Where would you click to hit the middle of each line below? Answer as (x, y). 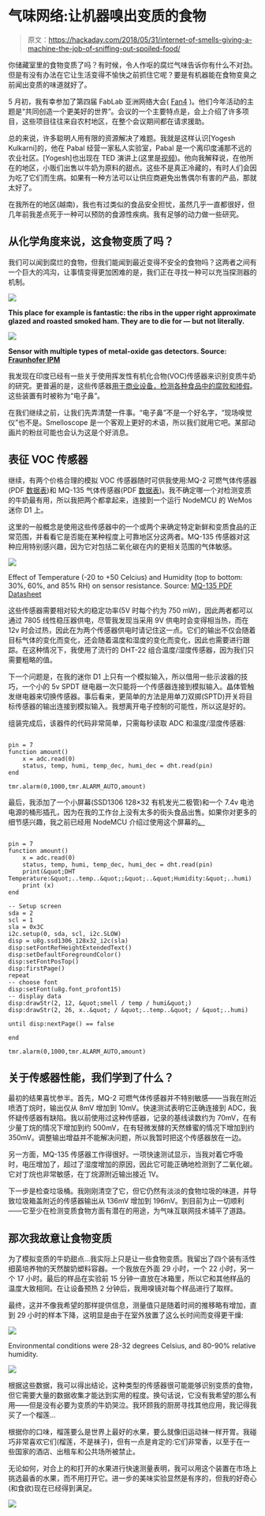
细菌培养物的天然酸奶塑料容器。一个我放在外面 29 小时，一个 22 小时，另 (128, 1269)
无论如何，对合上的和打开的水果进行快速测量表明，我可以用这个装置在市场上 (132, 1469)
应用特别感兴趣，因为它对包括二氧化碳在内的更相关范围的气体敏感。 (125, 546)
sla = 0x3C (26, 927)
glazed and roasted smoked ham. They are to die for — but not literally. (127, 320)
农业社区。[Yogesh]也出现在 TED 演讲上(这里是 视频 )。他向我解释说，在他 (127, 157)
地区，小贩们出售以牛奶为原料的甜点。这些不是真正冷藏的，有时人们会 (136, 168)
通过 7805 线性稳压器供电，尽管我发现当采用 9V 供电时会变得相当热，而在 (129, 620)
